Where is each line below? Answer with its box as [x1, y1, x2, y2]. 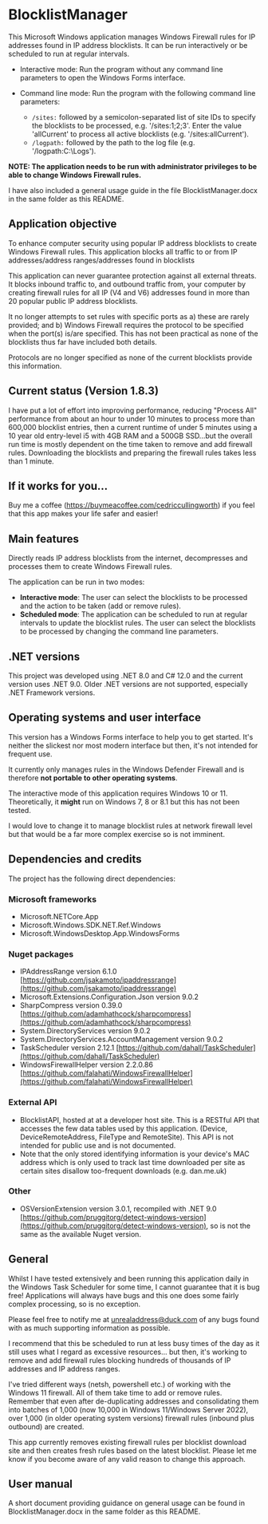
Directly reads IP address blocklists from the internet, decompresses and [8, 553, 248, 563]
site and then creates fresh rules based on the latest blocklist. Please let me [8, 1446, 257, 1455]
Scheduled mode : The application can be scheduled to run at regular [19, 610, 248, 619]
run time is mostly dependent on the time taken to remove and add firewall [8, 439, 253, 448]
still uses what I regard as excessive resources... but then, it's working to [8, 1347, 247, 1356]
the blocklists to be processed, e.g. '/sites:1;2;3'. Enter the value [31, 120, 242, 130]
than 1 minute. [8, 456, 54, 466]
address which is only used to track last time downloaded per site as [19, 1157, 246, 1167]
